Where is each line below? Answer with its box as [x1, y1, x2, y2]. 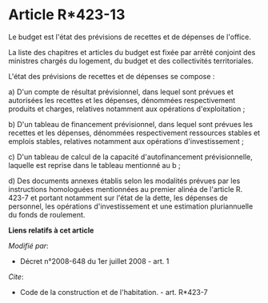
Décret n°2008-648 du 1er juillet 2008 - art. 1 [19, 256, 170, 265]
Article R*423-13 [8, 6, 126, 24]
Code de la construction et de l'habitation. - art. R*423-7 [19, 287, 208, 297]
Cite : [8, 272, 24, 281]
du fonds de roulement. [8, 209, 86, 219]
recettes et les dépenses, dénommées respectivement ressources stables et [8, 128, 261, 138]
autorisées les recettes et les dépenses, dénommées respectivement [8, 95, 236, 105]
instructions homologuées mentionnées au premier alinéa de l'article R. [8, 184, 243, 193]
